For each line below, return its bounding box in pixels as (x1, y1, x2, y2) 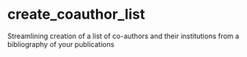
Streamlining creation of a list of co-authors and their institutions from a (7, 31, 240, 41)
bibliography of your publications (7, 39, 115, 48)
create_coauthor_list (7, 5, 146, 23)
